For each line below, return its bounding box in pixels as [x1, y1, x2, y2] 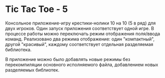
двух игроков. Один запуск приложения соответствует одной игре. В [5, 25, 154, 31]
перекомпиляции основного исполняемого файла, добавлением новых [5, 61, 158, 67]
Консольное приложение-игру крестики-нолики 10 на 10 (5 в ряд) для [5, 20, 156, 26]
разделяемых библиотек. [5, 66, 60, 73]
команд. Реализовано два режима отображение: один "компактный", [5, 36, 155, 42]
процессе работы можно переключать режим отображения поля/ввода [5, 30, 160, 36]
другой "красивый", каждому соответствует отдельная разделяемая [5, 41, 154, 47]
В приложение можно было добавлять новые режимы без [5, 56, 130, 62]
